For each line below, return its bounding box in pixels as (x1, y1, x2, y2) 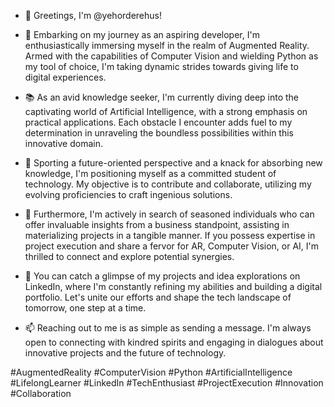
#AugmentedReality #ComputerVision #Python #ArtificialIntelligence (10, 366, 293, 378)
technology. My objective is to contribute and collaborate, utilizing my (24, 178, 312, 190)
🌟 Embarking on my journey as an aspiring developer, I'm (24, 29, 260, 40)
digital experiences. (24, 71, 107, 83)
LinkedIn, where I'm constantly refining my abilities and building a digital (24, 281, 323, 292)
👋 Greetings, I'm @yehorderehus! (24, 10, 162, 21)
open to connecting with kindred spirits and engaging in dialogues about (24, 336, 324, 348)
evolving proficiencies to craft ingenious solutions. (24, 189, 233, 200)
